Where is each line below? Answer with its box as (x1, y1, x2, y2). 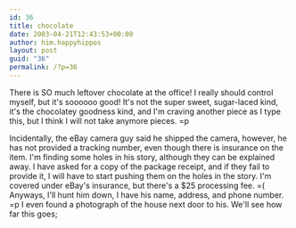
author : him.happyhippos (9, 37, 102, 47)
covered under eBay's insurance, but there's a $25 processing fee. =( (9, 180, 266, 191)
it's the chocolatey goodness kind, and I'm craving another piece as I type (9, 106, 281, 117)
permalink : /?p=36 (9, 63, 78, 72)
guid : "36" (9, 54, 50, 63)
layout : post (9, 46, 58, 55)
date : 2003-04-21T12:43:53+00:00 (9, 29, 134, 38)
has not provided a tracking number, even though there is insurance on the (9, 142, 284, 152)
